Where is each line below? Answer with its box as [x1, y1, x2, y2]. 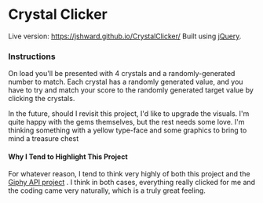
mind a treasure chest [8, 134, 79, 143]
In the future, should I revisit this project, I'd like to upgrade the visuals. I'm [8, 109, 250, 118]
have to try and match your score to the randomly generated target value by [8, 85, 254, 95]
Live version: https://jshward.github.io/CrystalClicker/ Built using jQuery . [8, 31, 242, 41]
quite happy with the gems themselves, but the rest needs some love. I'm [8, 118, 245, 127]
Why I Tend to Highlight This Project [8, 151, 128, 161]
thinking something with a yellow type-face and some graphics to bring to [8, 125, 247, 135]
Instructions [8, 51, 57, 62]
